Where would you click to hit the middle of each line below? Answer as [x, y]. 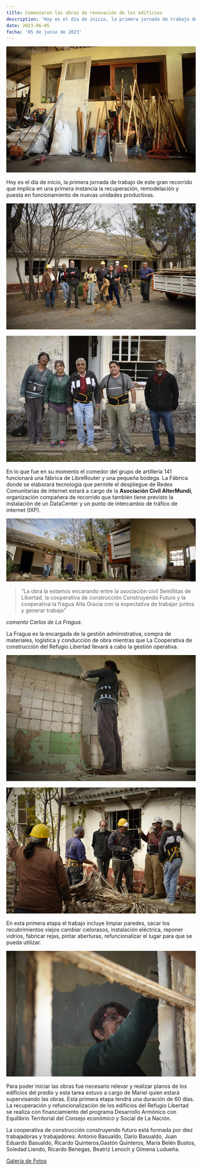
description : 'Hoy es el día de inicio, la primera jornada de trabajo [98, 19]
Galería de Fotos [26, 1161]
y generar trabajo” [44, 610]
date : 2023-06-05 [28, 25]
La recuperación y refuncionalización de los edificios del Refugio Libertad [98, 1105]
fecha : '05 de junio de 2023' [44, 32]
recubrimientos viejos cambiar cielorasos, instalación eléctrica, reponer [95, 929]
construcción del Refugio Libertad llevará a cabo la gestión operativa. [92, 647]
